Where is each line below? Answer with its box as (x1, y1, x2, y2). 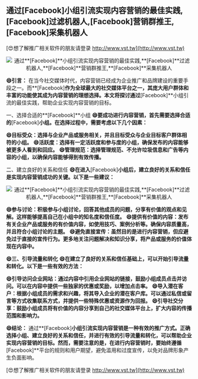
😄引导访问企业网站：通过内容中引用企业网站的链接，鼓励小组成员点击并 (6, 275, 182, 282)
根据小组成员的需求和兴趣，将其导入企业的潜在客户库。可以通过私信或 (16, 289, 187, 296)
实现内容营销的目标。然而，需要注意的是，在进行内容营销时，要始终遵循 (6, 339, 181, 346)
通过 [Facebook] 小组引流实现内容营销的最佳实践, (6, 5, 184, 16)
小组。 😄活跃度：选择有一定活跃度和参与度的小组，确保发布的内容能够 (16, 139, 189, 146)
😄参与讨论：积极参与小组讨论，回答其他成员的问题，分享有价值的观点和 (6, 206, 182, 213)
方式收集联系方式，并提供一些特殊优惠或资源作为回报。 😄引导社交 (16, 297, 179, 304)
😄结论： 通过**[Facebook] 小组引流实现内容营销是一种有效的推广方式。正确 (6, 324, 190, 331)
